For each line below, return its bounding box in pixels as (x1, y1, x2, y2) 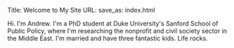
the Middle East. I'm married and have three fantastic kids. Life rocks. (7, 34, 209, 42)
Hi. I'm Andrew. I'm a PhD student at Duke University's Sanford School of (7, 19, 219, 27)
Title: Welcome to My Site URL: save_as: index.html (7, 6, 156, 14)
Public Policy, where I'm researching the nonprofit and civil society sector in (7, 27, 227, 35)
